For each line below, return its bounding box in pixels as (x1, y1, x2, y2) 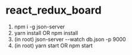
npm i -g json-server (14, 23, 65, 30)
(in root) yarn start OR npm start (14, 42, 93, 49)
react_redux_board (5, 4, 102, 17)
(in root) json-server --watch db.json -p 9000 (14, 35, 126, 43)
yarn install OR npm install (14, 29, 78, 36)
